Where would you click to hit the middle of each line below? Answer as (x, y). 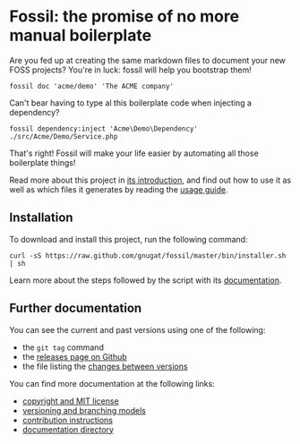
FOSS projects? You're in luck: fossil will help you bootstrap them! (131, 70)
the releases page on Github (74, 356)
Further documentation (76, 308)
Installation (41, 218)
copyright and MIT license (70, 401)
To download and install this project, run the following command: (129, 239)
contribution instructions (68, 420)
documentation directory (68, 429)
